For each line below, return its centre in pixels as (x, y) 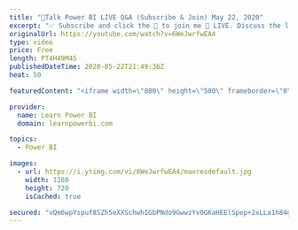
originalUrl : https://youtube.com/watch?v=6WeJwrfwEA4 (113, 34)
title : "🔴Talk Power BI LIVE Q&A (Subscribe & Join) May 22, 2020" (137, 17)
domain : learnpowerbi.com (65, 123)
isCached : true (53, 196)
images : (24, 164)
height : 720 (47, 188)
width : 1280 (47, 180)
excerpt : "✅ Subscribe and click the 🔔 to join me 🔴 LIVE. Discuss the (145, 26)
